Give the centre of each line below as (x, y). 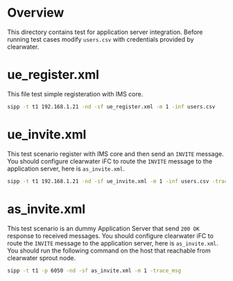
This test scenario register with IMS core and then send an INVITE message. (115, 153)
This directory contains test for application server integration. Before (105, 32)
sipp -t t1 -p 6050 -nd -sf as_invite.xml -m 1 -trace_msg (94, 271)
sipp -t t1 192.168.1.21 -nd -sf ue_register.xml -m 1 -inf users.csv (111, 107)
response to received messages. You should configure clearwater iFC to (110, 236)
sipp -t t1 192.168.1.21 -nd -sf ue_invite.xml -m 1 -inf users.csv (108, 181)
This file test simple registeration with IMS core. (75, 94)
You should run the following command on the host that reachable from (109, 250)
